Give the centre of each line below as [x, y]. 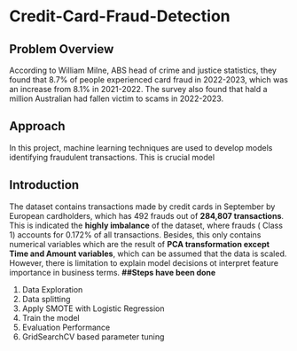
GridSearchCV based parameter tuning [93, 336]
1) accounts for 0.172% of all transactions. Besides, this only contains [135, 234]
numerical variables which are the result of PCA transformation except [140, 244]
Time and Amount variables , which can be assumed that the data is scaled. [148, 253]
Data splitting [46, 299]
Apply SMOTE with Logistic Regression [93, 308]
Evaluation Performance [66, 327]
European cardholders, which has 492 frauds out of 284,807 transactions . [147, 215]
